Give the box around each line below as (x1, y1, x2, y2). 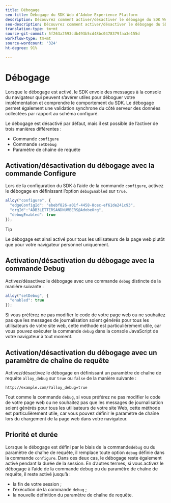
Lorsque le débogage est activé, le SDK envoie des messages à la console (5, 89, 161, 95)
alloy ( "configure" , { (5, 198, 51, 203)
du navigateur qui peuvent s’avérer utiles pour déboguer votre (5, 94, 135, 100)
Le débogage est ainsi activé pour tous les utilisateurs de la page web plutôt (5, 236, 165, 242)
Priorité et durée (5, 431, 58, 439)
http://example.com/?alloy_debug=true (5, 385, 88, 390)
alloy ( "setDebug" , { (5, 293, 49, 298)
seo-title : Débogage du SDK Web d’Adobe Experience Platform (5, 12, 138, 17)
